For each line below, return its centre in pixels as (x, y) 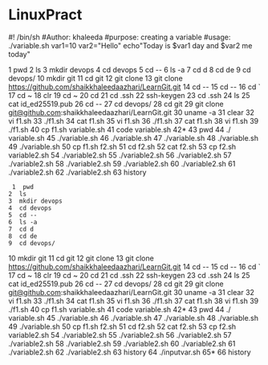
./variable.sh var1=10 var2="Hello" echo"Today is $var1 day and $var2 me (130, 45)
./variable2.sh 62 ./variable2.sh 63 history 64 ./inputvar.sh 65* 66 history (130, 352)
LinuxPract (45, 15)
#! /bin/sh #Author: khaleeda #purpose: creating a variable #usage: (120, 37)
